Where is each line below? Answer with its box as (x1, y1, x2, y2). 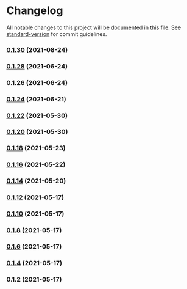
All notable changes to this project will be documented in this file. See (6, 24, 182, 31)
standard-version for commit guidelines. (6, 30, 107, 37)
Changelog (6, 4, 63, 18)
